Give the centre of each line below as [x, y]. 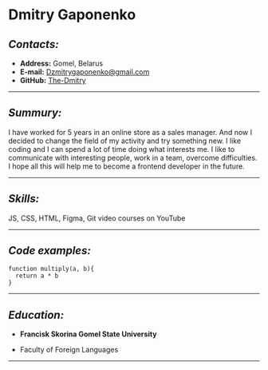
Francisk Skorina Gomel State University [88, 334]
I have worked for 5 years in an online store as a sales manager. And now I [130, 132]
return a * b [37, 276]
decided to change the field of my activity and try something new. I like [125, 141]
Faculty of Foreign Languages [69, 350]
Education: [36, 314]
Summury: [35, 113]
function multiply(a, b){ [51, 269]
